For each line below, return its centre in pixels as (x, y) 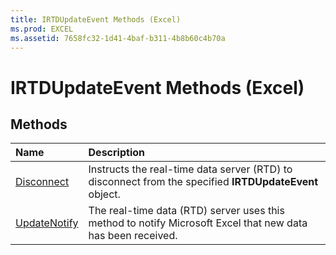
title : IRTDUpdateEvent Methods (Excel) (96, 19)
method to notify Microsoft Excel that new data (198, 223)
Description (116, 153)
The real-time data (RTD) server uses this (186, 211)
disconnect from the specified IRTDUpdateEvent (203, 182)
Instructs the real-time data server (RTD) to (190, 169)
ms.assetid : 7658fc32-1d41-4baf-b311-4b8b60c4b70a (118, 38)
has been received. (133, 236)
